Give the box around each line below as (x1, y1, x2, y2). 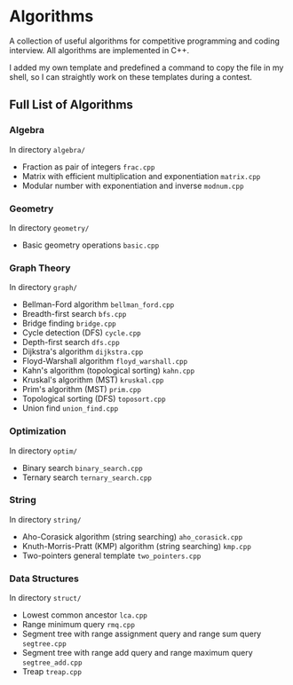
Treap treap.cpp (21, 666, 83, 677)
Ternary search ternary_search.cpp (21, 472, 153, 483)
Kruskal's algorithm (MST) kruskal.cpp (21, 374, 164, 385)
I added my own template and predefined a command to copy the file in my (9, 62, 284, 73)
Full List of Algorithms (9, 98, 133, 113)
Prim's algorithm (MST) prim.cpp (21, 384, 142, 395)
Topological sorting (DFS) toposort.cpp (21, 393, 166, 405)
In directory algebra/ (9, 144, 86, 154)
